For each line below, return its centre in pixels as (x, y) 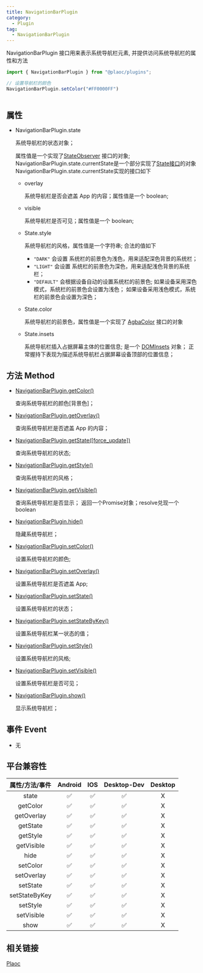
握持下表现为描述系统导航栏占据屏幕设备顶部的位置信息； (102, 354)
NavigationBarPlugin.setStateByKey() (62, 621)
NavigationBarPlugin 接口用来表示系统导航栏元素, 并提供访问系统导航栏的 (98, 53)
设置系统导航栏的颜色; (43, 559)
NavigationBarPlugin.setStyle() (54, 646)
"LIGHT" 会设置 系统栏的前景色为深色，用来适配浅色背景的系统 (112, 266)
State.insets (39, 334)
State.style (38, 233)
